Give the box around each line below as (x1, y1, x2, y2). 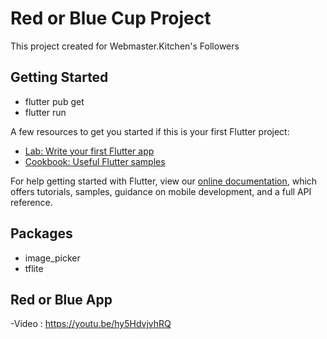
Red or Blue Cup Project (10, 7, 212, 30)
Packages (10, 225, 73, 242)
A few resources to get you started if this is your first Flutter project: (10, 125, 290, 137)
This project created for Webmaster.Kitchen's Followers (10, 40, 240, 52)
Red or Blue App (10, 291, 113, 308)
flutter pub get (24, 95, 85, 107)
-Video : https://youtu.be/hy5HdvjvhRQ (10, 318, 172, 330)
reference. (10, 196, 53, 208)
